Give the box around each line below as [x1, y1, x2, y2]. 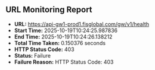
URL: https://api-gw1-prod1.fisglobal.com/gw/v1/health [14, 20, 150, 27]
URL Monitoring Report [5, 5, 93, 15]
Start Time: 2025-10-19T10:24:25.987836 [14, 27, 118, 34]
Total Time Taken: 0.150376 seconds [14, 39, 106, 46]
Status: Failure [14, 52, 51, 59]
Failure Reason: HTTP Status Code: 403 [14, 58, 114, 65]
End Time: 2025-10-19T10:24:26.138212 [14, 33, 113, 40]
